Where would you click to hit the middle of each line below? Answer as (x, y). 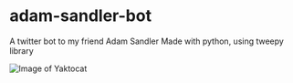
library (21, 50)
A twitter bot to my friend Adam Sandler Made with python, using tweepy (147, 41)
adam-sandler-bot (81, 16)
